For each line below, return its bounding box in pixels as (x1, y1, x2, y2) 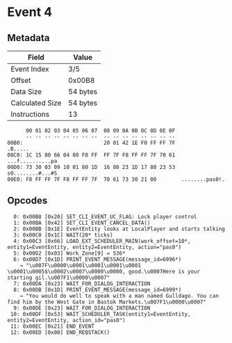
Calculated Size (10, 98, 62, 108)
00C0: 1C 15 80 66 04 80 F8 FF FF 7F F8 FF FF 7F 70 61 (7, 152, 176, 159)
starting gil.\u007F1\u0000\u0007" (7, 274, 110, 281)
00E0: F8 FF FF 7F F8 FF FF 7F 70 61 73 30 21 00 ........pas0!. (7, 176, 226, 183)
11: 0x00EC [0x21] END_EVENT (10, 323, 95, 330)
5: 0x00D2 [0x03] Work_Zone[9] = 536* (13, 250, 126, 257)
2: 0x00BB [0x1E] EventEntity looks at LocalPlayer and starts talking (13, 225, 226, 232)
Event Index (10, 64, 49, 74)
